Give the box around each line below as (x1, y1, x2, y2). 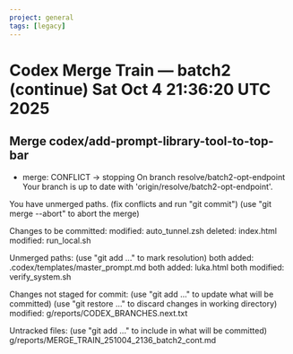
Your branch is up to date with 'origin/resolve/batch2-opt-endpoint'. (22, 181, 273, 192)
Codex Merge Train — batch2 (9, 60, 231, 81)
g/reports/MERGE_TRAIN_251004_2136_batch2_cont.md (9, 334, 217, 345)
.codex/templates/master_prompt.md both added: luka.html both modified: (9, 262, 285, 272)
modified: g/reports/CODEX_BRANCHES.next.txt (9, 307, 188, 318)
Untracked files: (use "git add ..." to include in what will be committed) (9, 324, 267, 336)
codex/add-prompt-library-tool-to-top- (48, 134, 274, 149)
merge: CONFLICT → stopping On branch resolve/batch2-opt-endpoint (22, 171, 285, 182)
